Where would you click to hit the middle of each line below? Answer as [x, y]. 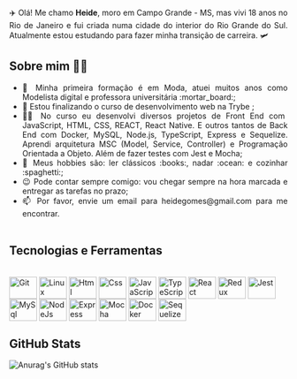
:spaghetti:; [42, 172]
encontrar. [41, 213]
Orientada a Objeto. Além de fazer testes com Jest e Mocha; [132, 153]
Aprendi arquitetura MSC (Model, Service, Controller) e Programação [155, 144]
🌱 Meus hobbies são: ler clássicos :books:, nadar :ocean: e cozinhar [155, 163]
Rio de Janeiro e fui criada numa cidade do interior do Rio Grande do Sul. [148, 25]
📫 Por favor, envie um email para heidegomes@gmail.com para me [155, 201]
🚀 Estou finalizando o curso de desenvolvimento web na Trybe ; [138, 106]
